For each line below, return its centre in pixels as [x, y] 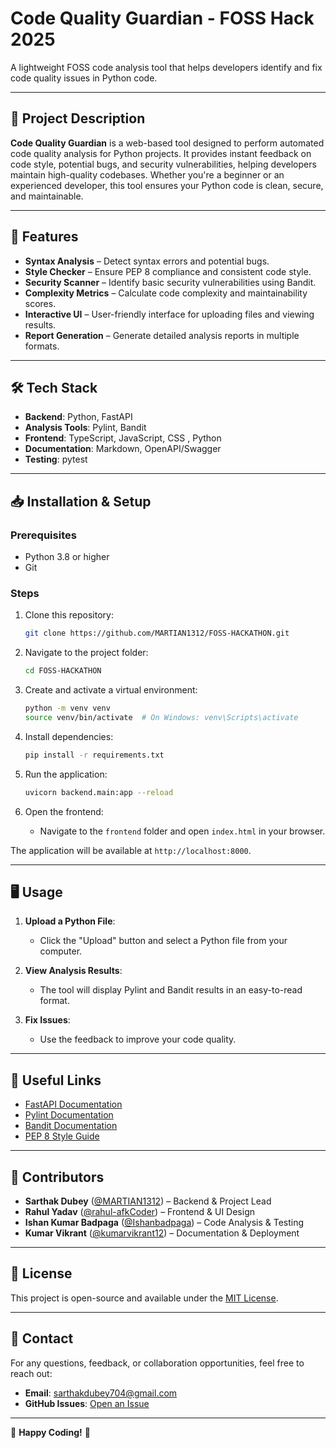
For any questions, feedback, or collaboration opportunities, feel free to [157, 1363]
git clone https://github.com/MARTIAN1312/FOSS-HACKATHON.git [157, 633]
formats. [42, 346]
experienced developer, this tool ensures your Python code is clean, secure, [167, 185]
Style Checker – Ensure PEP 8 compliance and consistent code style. [168, 271]
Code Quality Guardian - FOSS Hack [162, 18]
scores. [40, 303]
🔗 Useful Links [56, 1080]
